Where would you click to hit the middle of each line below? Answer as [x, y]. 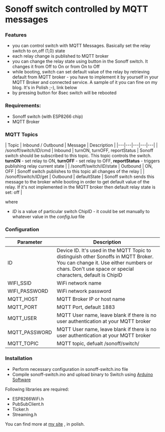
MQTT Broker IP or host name [91, 299]
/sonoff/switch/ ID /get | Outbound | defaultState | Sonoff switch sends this [80, 177]
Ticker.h [20, 409]
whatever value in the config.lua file [48, 217]
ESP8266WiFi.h [28, 398]
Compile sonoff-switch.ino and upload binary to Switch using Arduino [82, 374]
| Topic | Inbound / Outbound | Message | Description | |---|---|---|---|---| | [82, 145]
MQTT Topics [22, 134]
